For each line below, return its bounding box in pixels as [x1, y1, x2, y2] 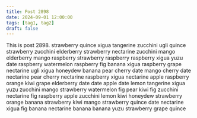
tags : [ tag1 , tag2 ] [6, 20, 55, 26]
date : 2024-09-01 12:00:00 [6, 14, 73, 20]
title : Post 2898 [6, 8, 49, 15]
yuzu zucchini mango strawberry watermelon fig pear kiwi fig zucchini [6, 86, 179, 93]
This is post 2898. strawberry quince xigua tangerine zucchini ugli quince [6, 42, 186, 49]
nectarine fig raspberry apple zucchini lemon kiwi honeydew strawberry [6, 92, 183, 100]
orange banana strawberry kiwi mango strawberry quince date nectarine [6, 99, 184, 106]
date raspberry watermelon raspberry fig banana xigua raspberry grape [6, 61, 182, 68]
